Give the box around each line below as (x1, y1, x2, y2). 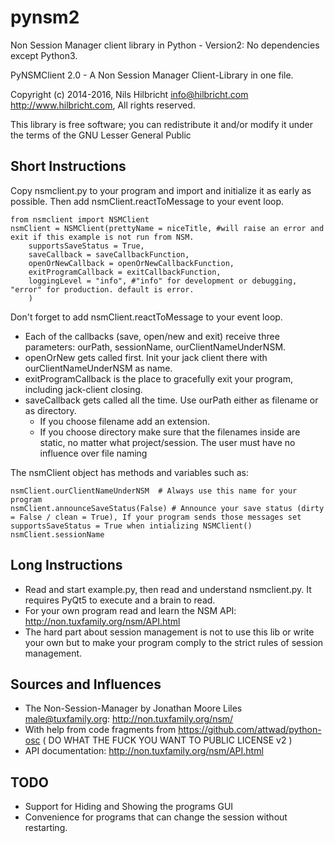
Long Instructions (10, 557, 123, 574)
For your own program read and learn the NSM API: (24, 604, 237, 616)
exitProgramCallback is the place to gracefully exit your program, (24, 372, 293, 385)
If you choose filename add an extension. (39, 415, 210, 427)
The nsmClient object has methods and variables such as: (10, 466, 249, 478)
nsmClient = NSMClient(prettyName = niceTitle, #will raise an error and (10, 223, 325, 233)
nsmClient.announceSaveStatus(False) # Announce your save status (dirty (10, 503, 325, 513)
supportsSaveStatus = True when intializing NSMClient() (10, 521, 253, 531)
